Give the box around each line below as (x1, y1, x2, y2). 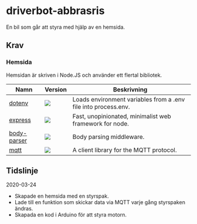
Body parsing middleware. (72, 133, 145, 141)
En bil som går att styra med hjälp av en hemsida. (6, 23, 125, 30)
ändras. (14, 205, 33, 212)
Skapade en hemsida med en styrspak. (14, 192, 110, 200)
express (9, 116, 31, 124)
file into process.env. (72, 103, 130, 111)
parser (9, 136, 28, 144)
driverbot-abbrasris (6, 4, 105, 18)
